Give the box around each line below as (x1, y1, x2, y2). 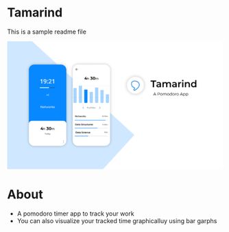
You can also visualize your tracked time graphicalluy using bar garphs (16, 216, 217, 224)
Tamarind (7, 5, 63, 21)
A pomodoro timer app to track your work (16, 209, 135, 218)
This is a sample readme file (7, 27, 87, 36)
